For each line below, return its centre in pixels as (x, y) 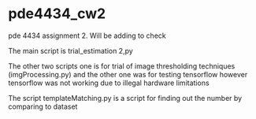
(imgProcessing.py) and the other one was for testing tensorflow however (128, 74)
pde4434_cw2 (57, 14)
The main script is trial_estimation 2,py (71, 50)
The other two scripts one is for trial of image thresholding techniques (122, 66)
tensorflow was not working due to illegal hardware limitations (109, 83)
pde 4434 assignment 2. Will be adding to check (87, 35)
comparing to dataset (43, 106)
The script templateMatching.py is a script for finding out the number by (125, 98)
